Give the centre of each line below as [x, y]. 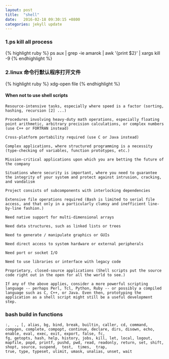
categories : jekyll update [34, 24]
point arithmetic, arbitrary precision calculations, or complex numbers [85, 124]
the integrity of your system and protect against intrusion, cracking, [83, 177]
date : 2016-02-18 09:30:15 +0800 [43, 19]
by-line [13, 209]
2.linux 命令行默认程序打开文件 [43, 73]
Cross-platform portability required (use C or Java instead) [72, 138]
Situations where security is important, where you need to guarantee [81, 173]
